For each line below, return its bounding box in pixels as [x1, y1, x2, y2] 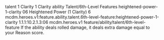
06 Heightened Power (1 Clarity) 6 [22, 9, 91, 15]
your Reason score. [5, 30, 45, 35]
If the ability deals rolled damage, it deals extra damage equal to [20, 24, 150, 30]
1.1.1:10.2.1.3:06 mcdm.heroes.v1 [19, 20, 83, 25]
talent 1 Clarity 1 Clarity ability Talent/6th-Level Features [5, 4, 117, 9]
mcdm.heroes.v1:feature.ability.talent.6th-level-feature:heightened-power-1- [5, 14, 159, 20]
